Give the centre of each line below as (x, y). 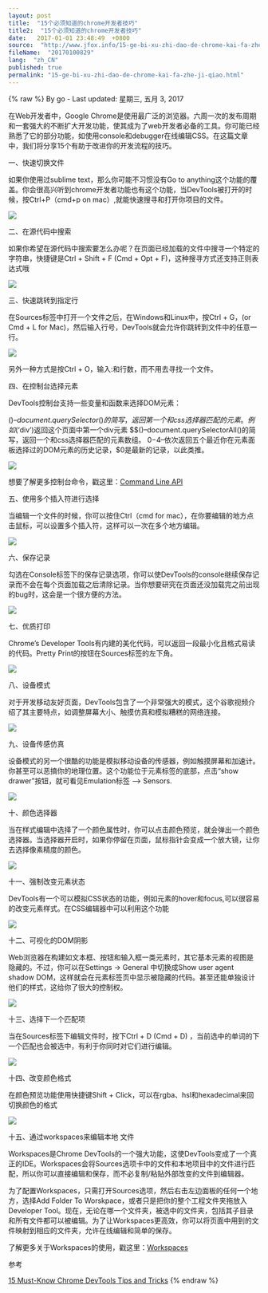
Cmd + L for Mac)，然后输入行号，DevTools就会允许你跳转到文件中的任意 (129, 327)
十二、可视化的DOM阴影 (48, 940)
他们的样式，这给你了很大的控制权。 (68, 987)
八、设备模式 (29, 685)
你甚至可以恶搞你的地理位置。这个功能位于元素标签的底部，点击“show (124, 771)
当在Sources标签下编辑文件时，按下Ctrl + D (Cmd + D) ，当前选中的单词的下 (134, 1036)
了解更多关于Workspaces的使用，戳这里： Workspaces (99, 1247)
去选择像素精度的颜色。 (47, 850)
